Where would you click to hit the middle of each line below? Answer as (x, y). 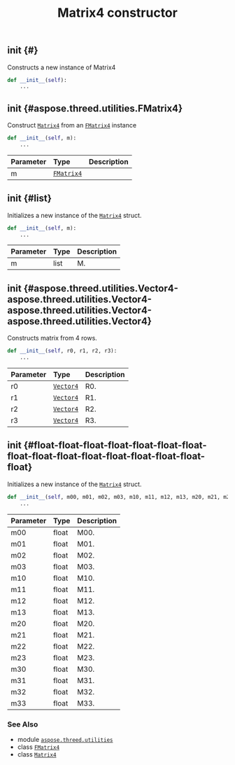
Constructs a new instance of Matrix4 (62, 67)
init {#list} (30, 199)
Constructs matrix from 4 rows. (52, 338)
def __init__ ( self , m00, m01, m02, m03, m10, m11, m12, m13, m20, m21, (114, 497)
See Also (23, 724)
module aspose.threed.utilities (65, 739)
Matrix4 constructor (117, 13)
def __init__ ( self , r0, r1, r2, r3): (62, 351)
